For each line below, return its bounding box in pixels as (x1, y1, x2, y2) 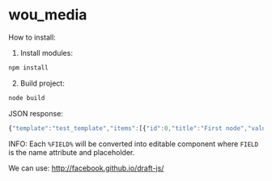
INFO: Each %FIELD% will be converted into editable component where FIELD (8, 139, 259, 149)
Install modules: (19, 48, 73, 57)
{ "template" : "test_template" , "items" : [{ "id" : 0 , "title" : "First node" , (8, 124, 249, 133)
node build (8, 94, 45, 102)
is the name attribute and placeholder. (8, 147, 135, 157)
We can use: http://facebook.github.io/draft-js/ (8, 163, 164, 173)
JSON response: (8, 108, 63, 118)
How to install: (8, 32, 57, 42)
